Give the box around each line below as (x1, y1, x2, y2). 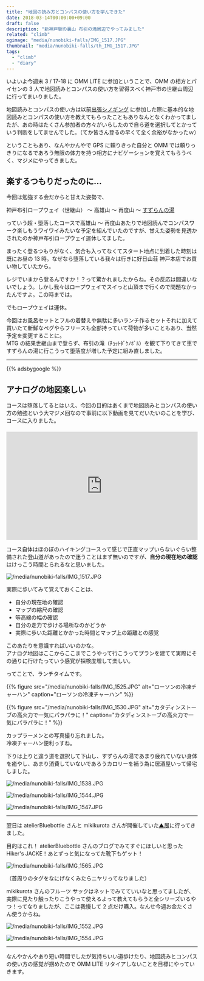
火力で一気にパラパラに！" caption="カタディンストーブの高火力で (22, 711, 189, 718)
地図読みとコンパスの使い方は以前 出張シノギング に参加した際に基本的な (6, 105, 189, 113)
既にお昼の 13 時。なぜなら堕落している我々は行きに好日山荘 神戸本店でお (6, 255, 192, 263)
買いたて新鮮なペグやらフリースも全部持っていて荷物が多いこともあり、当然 (6, 324, 197, 332)
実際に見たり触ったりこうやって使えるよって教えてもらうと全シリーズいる (6, 895, 191, 902)
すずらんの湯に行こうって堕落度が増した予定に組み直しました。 (6, 347, 166, 355)
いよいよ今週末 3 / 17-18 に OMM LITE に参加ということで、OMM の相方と (6, 77, 192, 85)
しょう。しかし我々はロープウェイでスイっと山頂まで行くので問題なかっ (16, 283, 197, 291)
